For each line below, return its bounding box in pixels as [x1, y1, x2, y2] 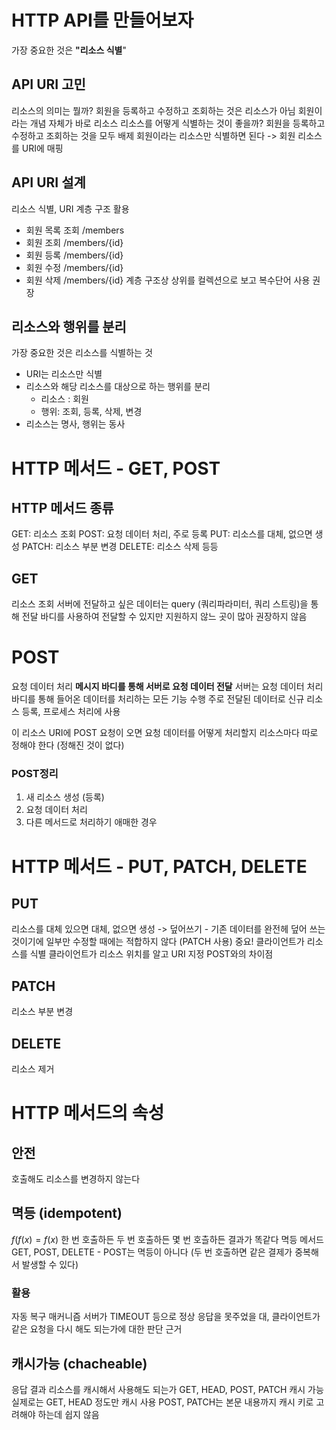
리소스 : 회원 [40, 393, 89, 405]
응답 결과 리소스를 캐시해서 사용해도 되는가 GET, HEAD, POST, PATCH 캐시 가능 [11, 1383, 324, 1395]
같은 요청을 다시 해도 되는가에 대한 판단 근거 [11, 1323, 183, 1335]
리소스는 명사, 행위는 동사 [25, 418, 126, 430]
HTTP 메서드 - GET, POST [11, 457, 221, 480]
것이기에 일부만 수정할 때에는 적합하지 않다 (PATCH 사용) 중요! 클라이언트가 [11, 936, 305, 948]
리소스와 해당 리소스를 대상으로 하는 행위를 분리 [25, 381, 211, 393]
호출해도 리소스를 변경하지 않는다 [11, 1173, 141, 1185]
